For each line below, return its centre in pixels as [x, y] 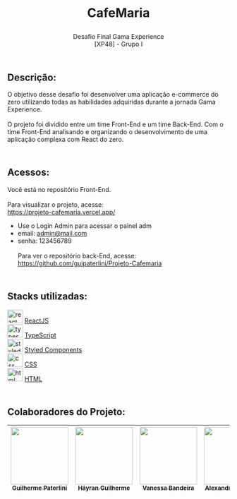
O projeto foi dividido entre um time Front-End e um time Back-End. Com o [115, 124]
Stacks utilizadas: [48, 297]
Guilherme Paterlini [39, 488]
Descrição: [32, 77]
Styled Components [53, 349]
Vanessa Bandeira [168, 488]
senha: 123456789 [44, 241]
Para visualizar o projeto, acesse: [55, 204]
